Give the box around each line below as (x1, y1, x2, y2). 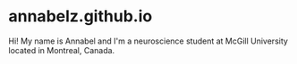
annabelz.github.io (8, 6, 153, 27)
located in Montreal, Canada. (8, 44, 115, 55)
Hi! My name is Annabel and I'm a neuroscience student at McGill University (8, 36, 288, 46)
